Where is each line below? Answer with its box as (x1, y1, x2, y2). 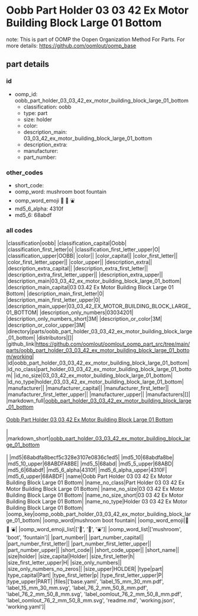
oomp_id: (14, 90, 38, 98)
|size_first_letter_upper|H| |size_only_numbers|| (6, 559, 122, 566)
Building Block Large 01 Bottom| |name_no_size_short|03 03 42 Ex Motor (6, 491, 184, 499)
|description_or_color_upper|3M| (6, 321, 86, 329)
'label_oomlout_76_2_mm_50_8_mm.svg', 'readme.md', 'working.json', (6, 597, 176, 604)
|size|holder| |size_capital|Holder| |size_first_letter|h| (6, 553, 135, 560)
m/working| (6, 353, 34, 360)
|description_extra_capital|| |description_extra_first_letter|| (6, 265, 148, 272)
